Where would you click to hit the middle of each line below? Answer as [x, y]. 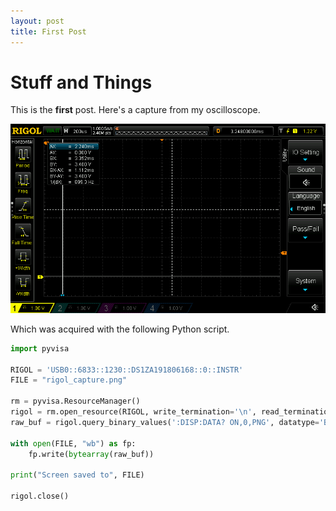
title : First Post [48, 31]
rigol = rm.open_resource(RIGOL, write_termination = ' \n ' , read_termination [171, 412]
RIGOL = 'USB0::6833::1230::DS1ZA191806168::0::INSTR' [127, 370]
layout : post [37, 21]
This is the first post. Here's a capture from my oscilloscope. [135, 110]
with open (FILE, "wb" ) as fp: [73, 443]
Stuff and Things [81, 82]
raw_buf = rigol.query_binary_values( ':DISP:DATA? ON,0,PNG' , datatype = [165, 422]
